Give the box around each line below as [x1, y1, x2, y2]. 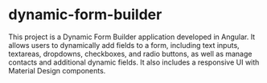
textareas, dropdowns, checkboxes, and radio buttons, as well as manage [8, 49, 253, 58]
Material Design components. [8, 65, 106, 75]
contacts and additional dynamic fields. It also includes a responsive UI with [8, 57, 260, 67]
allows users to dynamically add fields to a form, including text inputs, [8, 40, 240, 49]
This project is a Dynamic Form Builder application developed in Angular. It [8, 32, 256, 41]
